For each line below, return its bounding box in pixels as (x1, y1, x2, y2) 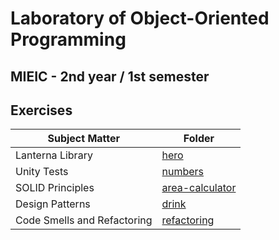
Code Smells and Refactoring (15, 213, 153, 227)
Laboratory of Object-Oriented (10, 7, 270, 30)
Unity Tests (15, 165, 69, 179)
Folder (183, 132, 215, 146)
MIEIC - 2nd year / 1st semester (10, 68, 210, 85)
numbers (161, 165, 205, 179)
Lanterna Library (15, 148, 93, 162)
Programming (10, 28, 127, 51)
